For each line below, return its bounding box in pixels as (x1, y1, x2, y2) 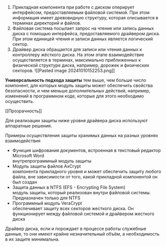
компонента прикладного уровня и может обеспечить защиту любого (12, 168, 162, 174)
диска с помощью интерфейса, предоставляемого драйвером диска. (12, 31, 160, 36)
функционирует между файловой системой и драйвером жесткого (12, 211, 155, 217)
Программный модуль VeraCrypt (12, 200, 82, 206)
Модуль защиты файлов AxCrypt (12, 164, 81, 169)
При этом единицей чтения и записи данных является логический (12, 36, 153, 42)
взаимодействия (5, 138, 41, 144)
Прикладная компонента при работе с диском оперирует (12, 4, 135, 10)
